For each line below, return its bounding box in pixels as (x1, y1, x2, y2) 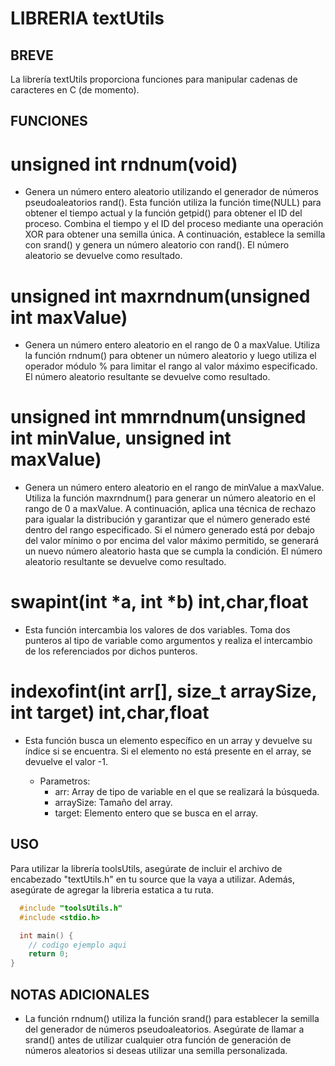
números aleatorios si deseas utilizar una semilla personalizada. (24, 1044, 288, 1056)
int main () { (19, 930, 74, 941)
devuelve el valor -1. (24, 756, 109, 768)
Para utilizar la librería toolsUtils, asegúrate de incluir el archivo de (10, 862, 283, 874)
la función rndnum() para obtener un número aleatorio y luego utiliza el (24, 350, 317, 362)
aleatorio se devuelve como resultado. (24, 250, 183, 262)
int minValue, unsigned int (10, 427, 232, 450)
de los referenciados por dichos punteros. (24, 645, 198, 657)
